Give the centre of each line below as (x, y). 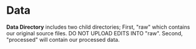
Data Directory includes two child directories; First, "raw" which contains (98, 27)
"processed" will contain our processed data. (63, 39)
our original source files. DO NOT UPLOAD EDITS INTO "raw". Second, (95, 33)
